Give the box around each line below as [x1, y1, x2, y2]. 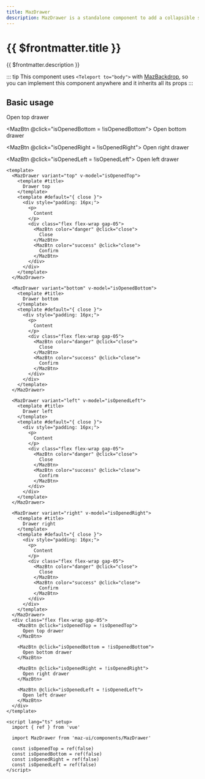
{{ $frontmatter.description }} [6, 61, 81, 69]
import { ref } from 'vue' [12, 725, 81, 731]
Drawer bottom [22, 296, 59, 302]
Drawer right [22, 521, 56, 527]
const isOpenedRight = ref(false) [12, 756, 99, 762]
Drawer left [22, 408, 53, 415]
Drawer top [22, 184, 51, 190]
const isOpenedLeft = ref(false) [12, 762, 97, 768]
